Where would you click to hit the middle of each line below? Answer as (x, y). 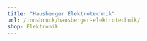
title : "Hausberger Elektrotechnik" (61, 14)
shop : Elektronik (33, 26)
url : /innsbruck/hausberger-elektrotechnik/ (74, 20)
